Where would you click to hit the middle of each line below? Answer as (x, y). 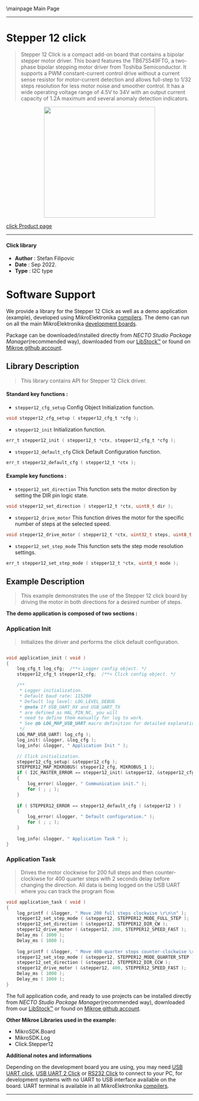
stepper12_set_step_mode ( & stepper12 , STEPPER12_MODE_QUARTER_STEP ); (107, 957)
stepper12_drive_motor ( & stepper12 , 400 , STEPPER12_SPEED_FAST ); (102, 968)
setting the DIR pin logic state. (51, 495)
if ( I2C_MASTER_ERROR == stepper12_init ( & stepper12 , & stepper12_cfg (106, 773)
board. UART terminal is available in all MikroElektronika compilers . (88, 1086)
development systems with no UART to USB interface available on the (91, 1079)
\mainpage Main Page (33, 9)
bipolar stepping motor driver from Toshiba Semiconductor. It (112, 67)
